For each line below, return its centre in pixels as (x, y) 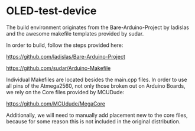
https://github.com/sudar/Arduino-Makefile (58, 68)
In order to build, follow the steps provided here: (65, 45)
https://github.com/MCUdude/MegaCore (56, 103)
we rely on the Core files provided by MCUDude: (65, 92)
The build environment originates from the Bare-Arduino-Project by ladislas (97, 27)
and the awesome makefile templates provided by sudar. (75, 33)
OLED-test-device (51, 11)
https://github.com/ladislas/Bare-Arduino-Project (66, 56)
